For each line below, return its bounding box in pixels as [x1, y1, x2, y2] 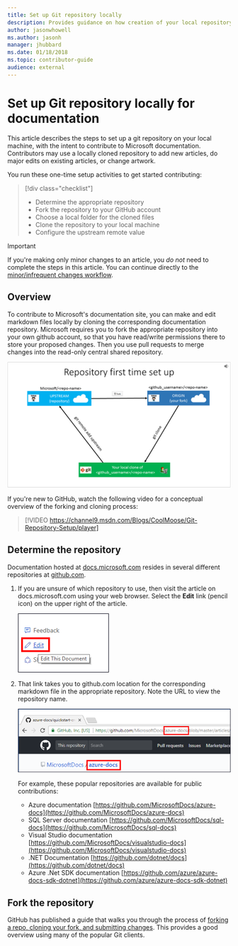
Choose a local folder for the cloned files [35, 213, 154, 221]
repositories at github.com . [7, 570, 86, 578]
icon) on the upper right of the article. [17, 599, 127, 607]
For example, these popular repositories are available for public [17, 779, 203, 788]
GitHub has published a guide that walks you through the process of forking [7, 915, 229, 924]
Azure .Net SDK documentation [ [28, 869, 124, 877]
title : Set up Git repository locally [7, 11, 122, 18]
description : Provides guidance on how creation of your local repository [7, 18, 233, 26]
